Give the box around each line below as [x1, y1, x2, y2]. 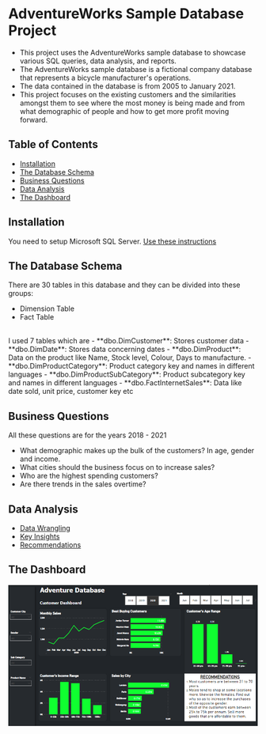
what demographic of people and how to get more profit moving [19, 106, 230, 115]
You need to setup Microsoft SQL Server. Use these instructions [8, 236, 217, 246]
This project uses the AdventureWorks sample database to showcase [19, 47, 246, 57]
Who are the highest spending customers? [19, 471, 158, 481]
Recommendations [19, 540, 82, 550]
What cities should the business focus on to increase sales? [19, 463, 215, 472]
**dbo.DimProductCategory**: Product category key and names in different [8, 361, 255, 371]
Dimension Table [19, 304, 75, 313]
